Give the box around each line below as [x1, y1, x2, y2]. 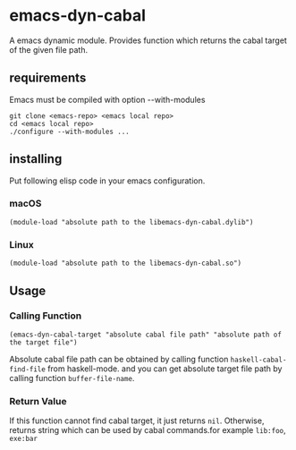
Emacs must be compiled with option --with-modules [9, 94, 206, 105]
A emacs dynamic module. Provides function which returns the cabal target [9, 35, 288, 46]
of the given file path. [9, 44, 88, 55]
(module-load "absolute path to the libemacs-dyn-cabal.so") [9, 259, 242, 268]
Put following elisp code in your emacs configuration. [9, 175, 206, 186]
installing [9, 151, 63, 166]
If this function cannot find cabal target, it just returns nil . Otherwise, [9, 415, 265, 426]
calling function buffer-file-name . [9, 372, 135, 383]
